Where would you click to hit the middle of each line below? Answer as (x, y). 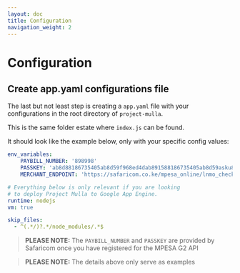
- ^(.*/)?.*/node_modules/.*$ (59, 227)
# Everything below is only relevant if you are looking (94, 187)
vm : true (20, 207)
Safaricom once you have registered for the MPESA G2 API (111, 248)
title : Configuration (40, 21)
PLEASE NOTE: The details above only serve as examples (110, 262)
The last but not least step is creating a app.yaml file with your (98, 106)
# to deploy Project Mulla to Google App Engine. (83, 194)
